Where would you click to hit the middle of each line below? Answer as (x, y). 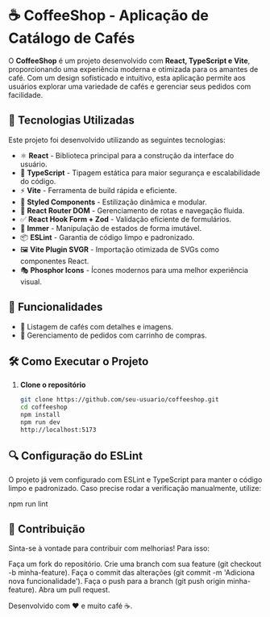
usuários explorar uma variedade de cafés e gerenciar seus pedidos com (130, 86)
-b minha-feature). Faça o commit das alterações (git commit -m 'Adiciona (132, 573)
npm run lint (28, 504)
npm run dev (40, 422)
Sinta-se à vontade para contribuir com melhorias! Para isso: (109, 548)
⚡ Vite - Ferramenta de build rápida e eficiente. (98, 190)
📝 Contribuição (47, 529)
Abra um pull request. (74, 590)
